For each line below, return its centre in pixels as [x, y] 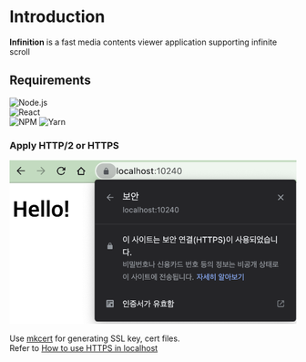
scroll [20, 51]
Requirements [50, 81]
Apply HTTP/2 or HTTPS [65, 145]
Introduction [57, 17]
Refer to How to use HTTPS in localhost [84, 347]
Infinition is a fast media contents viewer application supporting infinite [143, 42]
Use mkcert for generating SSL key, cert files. [95, 338]
